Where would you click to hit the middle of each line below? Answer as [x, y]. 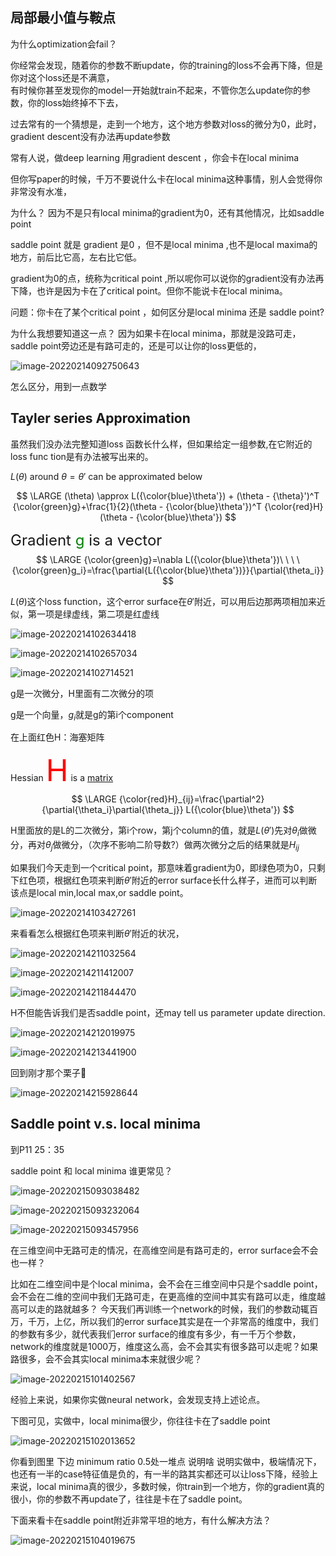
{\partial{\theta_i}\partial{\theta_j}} [112, 810]
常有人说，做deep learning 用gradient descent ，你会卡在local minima [155, 157]
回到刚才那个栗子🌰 [48, 1073]
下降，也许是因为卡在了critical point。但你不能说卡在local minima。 [149, 290]
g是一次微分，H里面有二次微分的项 [82, 693]
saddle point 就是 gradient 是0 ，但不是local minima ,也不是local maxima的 [164, 244]
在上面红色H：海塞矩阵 [57, 737]
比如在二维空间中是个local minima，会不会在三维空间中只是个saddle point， [166, 1284]
